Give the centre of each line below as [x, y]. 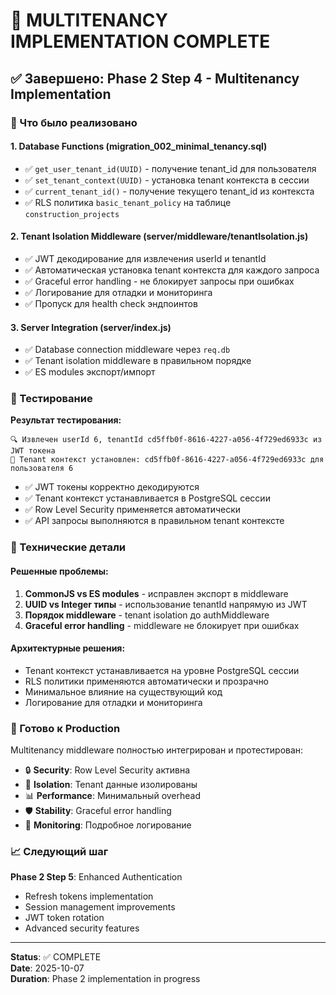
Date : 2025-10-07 [47, 968]
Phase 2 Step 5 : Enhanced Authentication [96, 877]
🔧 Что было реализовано [74, 122]
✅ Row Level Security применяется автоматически [133, 510]
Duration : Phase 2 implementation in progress [105, 979]
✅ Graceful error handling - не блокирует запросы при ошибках [159, 281]
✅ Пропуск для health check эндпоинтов [111, 303]
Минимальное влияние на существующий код [123, 691]
